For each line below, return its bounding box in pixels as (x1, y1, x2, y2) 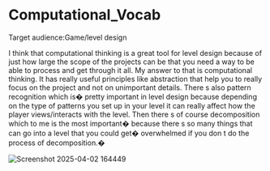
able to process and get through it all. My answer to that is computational (8, 65, 253, 75)
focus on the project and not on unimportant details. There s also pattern (8, 83, 251, 92)
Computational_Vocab (8, 6, 161, 24)
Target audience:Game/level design (8, 32, 127, 42)
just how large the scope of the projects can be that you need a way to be (8, 57, 255, 66)
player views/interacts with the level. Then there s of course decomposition (8, 109, 260, 119)
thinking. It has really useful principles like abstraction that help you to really (8, 74, 263, 83)
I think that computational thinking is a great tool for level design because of (8, 48, 262, 58)
